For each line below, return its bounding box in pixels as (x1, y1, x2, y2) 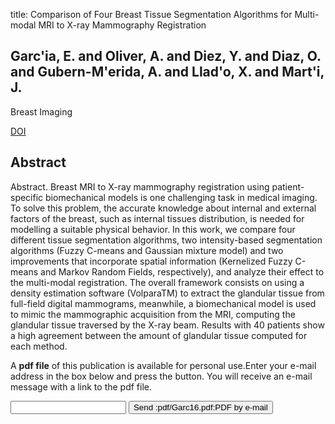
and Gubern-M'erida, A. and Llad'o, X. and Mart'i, (10, 64, 325, 81)
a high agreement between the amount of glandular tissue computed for (10, 329, 308, 341)
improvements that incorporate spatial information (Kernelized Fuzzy (10, 255, 293, 267)
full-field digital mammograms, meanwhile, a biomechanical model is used (10, 297, 317, 309)
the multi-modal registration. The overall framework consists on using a (10, 276, 305, 288)
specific (10, 191, 44, 203)
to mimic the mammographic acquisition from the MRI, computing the (10, 308, 296, 320)
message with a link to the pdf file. (10, 380, 153, 393)
